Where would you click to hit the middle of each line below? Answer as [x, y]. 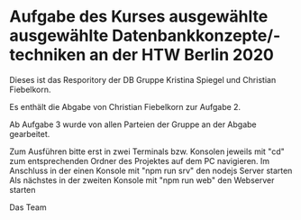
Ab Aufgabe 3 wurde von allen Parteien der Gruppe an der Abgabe [133, 124]
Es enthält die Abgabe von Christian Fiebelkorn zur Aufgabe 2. [125, 106]
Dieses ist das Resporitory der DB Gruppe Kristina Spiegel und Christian [143, 79]
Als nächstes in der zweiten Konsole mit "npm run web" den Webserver [142, 180]
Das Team [28, 207]
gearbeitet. [30, 133]
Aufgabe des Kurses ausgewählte [139, 17]
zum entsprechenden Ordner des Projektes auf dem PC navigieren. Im [140, 160]
